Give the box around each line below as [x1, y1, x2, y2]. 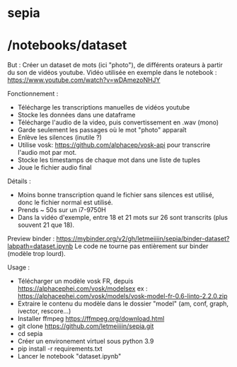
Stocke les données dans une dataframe [17, 111, 136, 120]
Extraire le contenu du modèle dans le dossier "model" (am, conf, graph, [17, 299, 229, 308]
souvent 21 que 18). [17, 221, 75, 229]
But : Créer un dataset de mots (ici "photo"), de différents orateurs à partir [7, 61, 223, 69]
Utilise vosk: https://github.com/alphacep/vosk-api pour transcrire [17, 141, 211, 149]
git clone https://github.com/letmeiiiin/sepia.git [17, 322, 154, 330]
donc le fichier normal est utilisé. [17, 198, 113, 206]
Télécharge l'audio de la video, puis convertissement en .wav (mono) [17, 118, 219, 127]
